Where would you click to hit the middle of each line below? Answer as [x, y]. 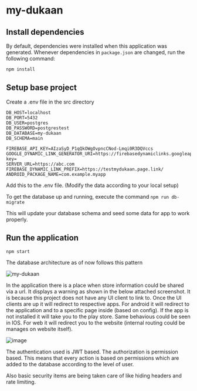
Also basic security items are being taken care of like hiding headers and [94, 376]
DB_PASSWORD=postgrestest [38, 128]
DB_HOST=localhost [28, 112]
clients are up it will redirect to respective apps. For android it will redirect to [98, 304]
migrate [16, 202]
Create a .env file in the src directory [50, 102]
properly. [17, 219]
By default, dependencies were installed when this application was [86, 46]
